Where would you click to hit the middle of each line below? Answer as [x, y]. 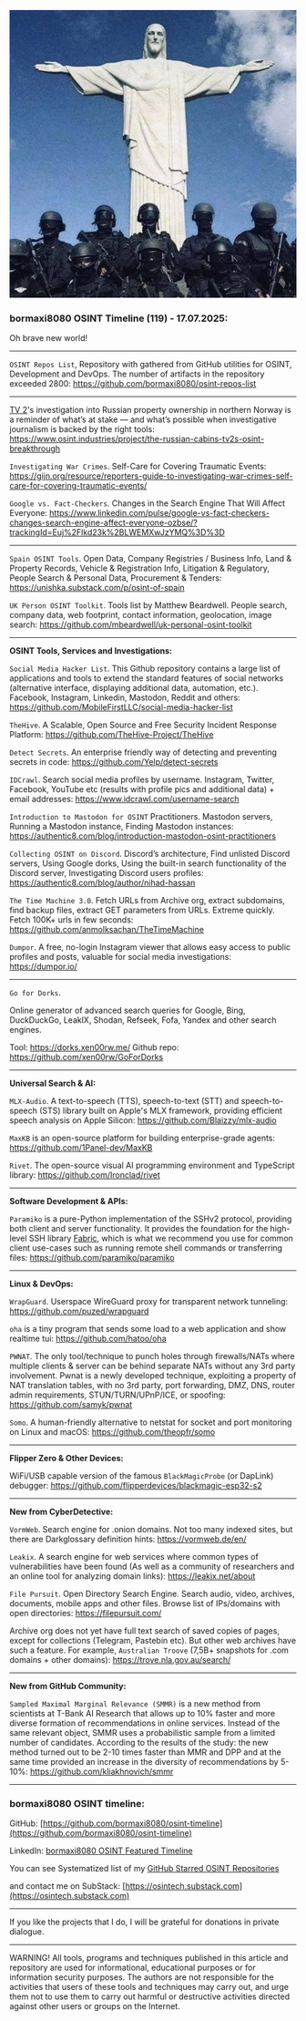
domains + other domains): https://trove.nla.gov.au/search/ [120, 1660]
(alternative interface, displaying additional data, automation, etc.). [134, 688]
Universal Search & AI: [53, 1083]
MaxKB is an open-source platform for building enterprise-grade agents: [143, 1138]
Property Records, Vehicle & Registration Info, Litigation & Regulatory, [140, 568]
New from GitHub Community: [68, 1686]
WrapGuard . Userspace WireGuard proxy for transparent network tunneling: [149, 1302]
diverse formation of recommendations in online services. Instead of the [145, 1723]
